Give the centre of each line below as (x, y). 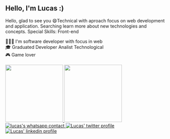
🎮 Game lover (20, 54)
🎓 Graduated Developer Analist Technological (55, 47)
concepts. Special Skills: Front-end (42, 31)
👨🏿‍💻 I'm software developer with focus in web (54, 41)
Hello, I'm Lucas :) (35, 8)
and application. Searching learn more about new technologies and (76, 26)
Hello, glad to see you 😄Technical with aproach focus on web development (85, 20)
